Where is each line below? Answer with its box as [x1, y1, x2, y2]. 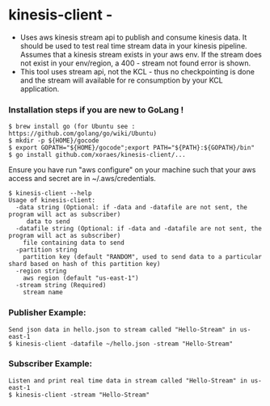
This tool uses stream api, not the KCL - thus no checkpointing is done [19, 66, 255, 76]
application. [19, 83, 60, 94]
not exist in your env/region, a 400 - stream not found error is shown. [19, 58, 251, 68]
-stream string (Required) [15, 281, 107, 290]
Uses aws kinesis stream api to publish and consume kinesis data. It [19, 32, 247, 42]
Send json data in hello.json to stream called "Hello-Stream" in [8, 325, 237, 333]
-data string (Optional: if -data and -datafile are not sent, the [15, 204, 248, 212]
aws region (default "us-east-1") [23, 274, 139, 282]
